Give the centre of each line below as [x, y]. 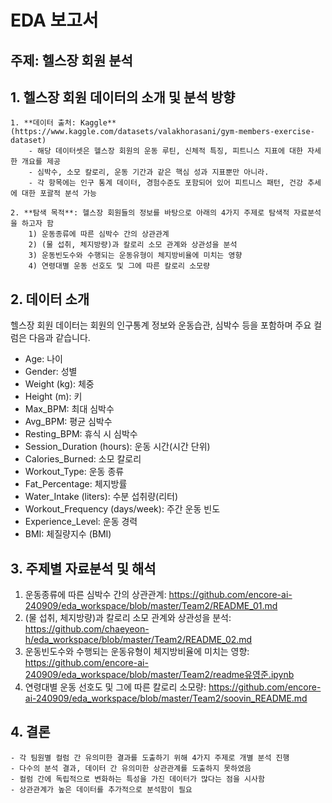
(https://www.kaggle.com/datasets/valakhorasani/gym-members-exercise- [162, 132]
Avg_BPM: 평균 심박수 [68, 422]
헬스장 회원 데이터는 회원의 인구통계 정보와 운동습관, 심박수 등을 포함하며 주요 [161, 325]
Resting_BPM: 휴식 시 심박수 [81, 434]
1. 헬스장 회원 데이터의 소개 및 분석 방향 [123, 97]
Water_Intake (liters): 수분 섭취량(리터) [101, 497]
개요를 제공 [41, 162]
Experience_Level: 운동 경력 [81, 522]
